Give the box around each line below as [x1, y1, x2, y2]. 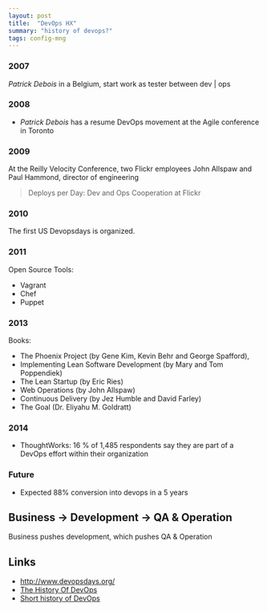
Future [8, 469, 34, 480]
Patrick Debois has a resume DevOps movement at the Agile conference [19, 117, 260, 127]
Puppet [19, 297, 44, 307]
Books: [8, 336, 32, 345]
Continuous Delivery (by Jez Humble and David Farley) [19, 394, 202, 404]
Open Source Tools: [8, 264, 74, 274]
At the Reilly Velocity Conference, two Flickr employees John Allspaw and [8, 164, 253, 173]
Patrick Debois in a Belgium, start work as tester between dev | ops [8, 79, 231, 88]
